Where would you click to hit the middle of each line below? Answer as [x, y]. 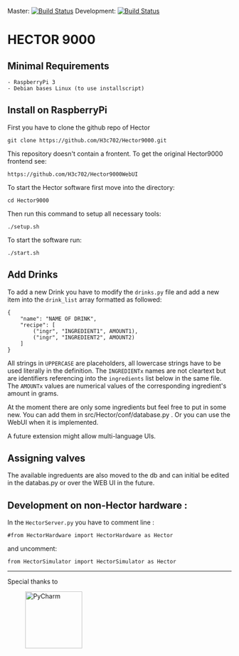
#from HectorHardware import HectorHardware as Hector [90, 536]
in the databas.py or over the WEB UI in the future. [81, 483]
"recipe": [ [38, 325]
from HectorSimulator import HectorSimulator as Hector [92, 562]
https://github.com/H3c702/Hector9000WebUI [73, 174]
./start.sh [23, 253]
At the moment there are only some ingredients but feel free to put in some [117, 407]
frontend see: [27, 161]
